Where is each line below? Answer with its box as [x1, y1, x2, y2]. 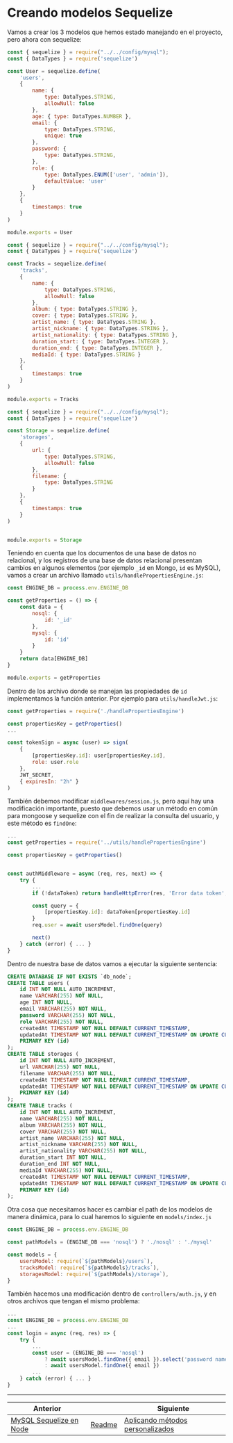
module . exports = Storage [7, 537, 82, 544]
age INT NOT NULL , [19, 999, 73, 1006]
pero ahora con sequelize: [7, 35, 82, 43]
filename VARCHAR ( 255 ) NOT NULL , [19, 1070, 116, 1077]
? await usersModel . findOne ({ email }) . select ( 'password [44, 1355, 213, 1363]
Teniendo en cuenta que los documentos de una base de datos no [7, 549, 196, 557]
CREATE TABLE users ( [7, 979, 70, 986]
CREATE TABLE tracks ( [7, 1102, 73, 1109]
